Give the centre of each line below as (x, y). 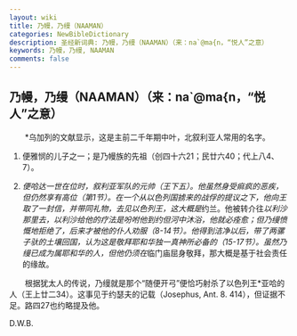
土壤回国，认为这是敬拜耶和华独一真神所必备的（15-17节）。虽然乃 (166, 242)
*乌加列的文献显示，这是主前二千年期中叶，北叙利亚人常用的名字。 (148, 137)
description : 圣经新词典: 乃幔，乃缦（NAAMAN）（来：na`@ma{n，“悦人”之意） (139, 42)
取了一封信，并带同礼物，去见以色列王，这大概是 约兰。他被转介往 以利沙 (154, 208)
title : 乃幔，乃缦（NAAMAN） (59, 26)
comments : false (39, 59)
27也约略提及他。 (72, 305)
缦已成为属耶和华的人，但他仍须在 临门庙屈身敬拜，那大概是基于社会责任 (154, 253)
